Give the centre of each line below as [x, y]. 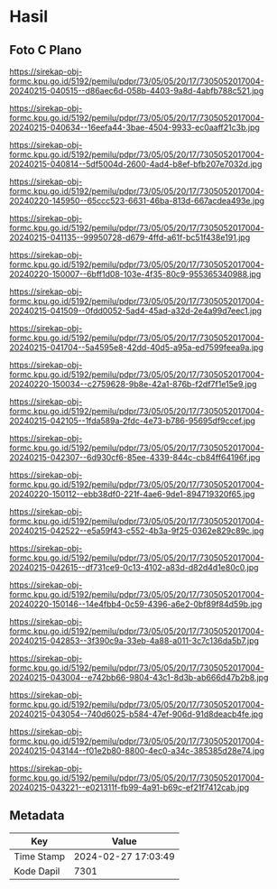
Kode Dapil [37, 871]
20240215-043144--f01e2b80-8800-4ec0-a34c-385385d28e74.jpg [137, 750]
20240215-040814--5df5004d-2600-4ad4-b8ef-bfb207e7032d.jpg [136, 164]
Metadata [37, 815]
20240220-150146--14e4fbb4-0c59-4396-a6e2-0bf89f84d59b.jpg [136, 604]
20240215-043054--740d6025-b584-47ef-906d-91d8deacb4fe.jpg [136, 714]
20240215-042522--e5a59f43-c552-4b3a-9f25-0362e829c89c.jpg [137, 531]
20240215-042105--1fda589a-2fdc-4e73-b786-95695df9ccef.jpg [132, 421]
